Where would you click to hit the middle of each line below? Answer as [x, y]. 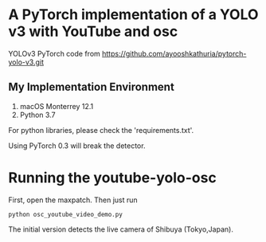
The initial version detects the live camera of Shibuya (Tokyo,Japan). [121, 229]
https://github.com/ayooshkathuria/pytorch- [174, 53]
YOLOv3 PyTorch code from [55, 53]
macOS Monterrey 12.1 [57, 106]
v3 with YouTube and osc [93, 31]
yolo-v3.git [26, 62]
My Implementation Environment [92, 87]
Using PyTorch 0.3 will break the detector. [77, 146]
